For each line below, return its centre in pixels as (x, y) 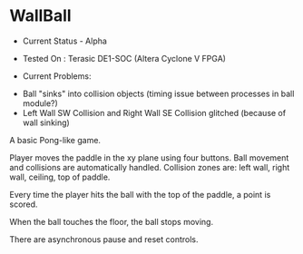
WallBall (40, 16)
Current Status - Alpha (64, 41)
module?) (40, 103)
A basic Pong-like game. (55, 140)
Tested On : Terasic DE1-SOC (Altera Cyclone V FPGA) (124, 58)
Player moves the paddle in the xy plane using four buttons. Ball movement (149, 157)
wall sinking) (46, 122)
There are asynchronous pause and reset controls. (104, 239)
